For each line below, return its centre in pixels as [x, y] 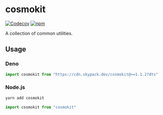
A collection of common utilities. [39, 33]
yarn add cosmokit [25, 98]
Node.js [15, 88]
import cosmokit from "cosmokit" [41, 107]
